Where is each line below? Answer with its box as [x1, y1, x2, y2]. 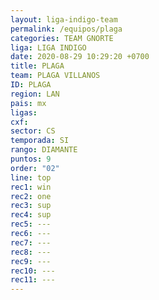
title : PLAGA [10, 61, 65, 71]
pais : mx [10, 98, 47, 108]
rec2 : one [10, 191, 52, 201]
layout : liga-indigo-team [10, 14, 118, 25]
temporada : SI [10, 136, 70, 146]
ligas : [10, 107, 38, 118]
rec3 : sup [10, 201, 52, 211]
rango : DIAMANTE [10, 145, 78, 155]
